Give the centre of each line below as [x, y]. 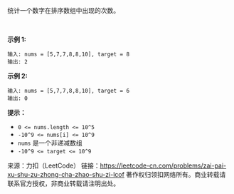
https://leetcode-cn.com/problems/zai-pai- [163, 165]
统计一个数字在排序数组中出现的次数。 [63, 10]
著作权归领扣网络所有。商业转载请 [176, 174]
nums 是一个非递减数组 [50, 143]
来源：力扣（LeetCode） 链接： [54, 165]
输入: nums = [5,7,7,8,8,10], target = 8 [69, 54]
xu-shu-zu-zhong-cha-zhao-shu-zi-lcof [66, 174]
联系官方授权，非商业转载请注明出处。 [63, 183]
